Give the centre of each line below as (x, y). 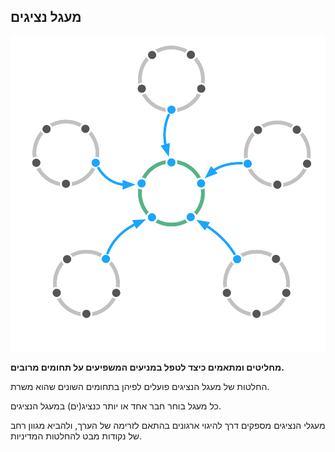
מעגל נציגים (46, 17)
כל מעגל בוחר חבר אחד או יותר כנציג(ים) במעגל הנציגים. (116, 406)
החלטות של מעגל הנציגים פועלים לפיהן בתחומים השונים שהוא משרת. (140, 386)
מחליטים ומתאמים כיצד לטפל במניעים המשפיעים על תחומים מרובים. (147, 367)
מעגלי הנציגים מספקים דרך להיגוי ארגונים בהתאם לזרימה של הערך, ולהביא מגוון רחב (168, 425)
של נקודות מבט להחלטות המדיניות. (76, 436)
